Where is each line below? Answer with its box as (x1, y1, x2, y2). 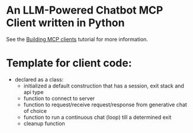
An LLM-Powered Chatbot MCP (6, 4, 163, 17)
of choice (23, 107, 47, 114)
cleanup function (23, 119, 65, 127)
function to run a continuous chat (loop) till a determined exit (23, 113, 172, 121)
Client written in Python (6, 16, 125, 30)
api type (23, 88, 44, 95)
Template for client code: (6, 57, 132, 70)
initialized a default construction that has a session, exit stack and (23, 82, 185, 89)
